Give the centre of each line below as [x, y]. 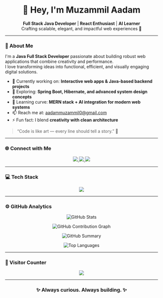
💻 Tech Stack [22, 177]
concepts [22, 97]
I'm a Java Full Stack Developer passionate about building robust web [75, 56]
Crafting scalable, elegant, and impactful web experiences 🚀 [81, 28]
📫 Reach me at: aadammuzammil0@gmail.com [59, 113]
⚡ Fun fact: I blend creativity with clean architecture [65, 120]
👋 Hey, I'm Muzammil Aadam [81, 10]
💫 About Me [19, 46]
